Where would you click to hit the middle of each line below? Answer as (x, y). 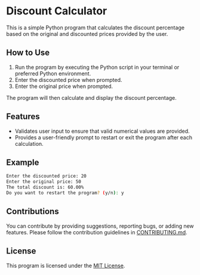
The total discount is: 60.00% (45, 187)
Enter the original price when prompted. (64, 86)
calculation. (29, 143)
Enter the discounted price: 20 (46, 176)
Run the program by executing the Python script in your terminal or (97, 67)
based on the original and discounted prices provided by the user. (87, 33)
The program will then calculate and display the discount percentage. (92, 97)
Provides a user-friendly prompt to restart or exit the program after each (104, 137)
